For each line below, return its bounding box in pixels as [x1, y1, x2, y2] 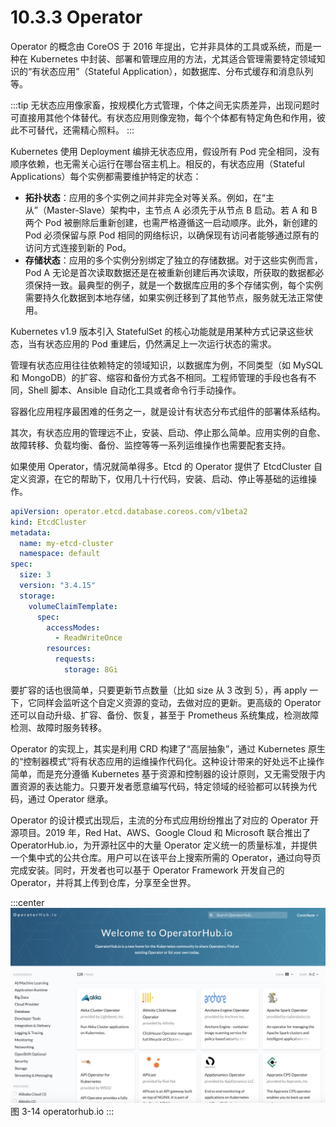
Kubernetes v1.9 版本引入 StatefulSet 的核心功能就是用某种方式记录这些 [10, 325, 305, 337]
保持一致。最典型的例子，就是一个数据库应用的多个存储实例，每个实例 [33, 279, 323, 291]
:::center [10, 896, 45, 908]
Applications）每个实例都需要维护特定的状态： [10, 170, 202, 182]
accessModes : [46, 622, 101, 633]
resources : [46, 644, 92, 654]
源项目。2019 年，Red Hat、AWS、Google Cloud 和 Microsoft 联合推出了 [10, 826, 312, 838]
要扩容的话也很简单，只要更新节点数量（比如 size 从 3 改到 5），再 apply [10, 684, 308, 696]
